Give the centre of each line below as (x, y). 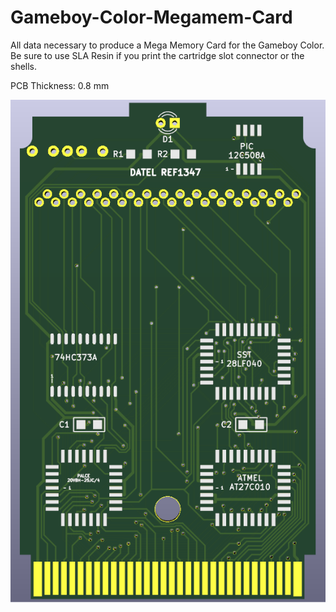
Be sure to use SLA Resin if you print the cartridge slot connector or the (157, 55)
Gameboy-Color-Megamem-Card (151, 17)
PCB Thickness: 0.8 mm (60, 85)
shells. (24, 66)
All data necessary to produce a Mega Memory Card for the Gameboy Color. (167, 45)
